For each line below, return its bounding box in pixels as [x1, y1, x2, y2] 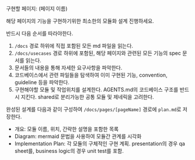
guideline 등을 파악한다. [14, 79, 70, 86]
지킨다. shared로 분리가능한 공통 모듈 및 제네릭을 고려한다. [20, 93, 154, 100]
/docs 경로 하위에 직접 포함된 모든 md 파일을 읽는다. [14, 43, 133, 49]
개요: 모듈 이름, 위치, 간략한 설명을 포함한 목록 [14, 126, 119, 133]
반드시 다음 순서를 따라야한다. [6, 30, 74, 37]
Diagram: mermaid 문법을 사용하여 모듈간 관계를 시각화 [14, 133, 142, 140]
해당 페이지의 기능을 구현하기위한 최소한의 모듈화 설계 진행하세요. [6, 18, 155, 25]
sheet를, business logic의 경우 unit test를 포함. [14, 148, 124, 154]
